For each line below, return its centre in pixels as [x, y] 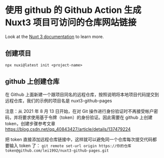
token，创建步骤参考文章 [30, 123]
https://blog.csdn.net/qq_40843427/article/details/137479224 [68, 129]
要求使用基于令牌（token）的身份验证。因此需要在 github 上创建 [87, 117]
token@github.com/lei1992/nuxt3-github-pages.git [57, 151]
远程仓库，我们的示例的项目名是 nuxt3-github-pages [59, 101]
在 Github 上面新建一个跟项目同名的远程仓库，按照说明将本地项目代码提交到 [82, 94]
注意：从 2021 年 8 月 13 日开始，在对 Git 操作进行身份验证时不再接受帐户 [80, 111]
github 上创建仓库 [33, 81]
